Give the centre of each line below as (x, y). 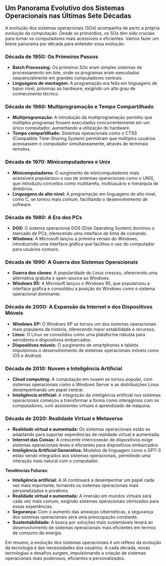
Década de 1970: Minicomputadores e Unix (58, 162)
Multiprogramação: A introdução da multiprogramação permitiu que (82, 117)
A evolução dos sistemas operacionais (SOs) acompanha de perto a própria (83, 28)
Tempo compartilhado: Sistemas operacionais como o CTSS (75, 133)
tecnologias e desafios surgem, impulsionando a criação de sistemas (76, 553)
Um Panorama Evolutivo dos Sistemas (65, 8)
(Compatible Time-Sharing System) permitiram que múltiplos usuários (84, 139)
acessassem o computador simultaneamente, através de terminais (80, 144)
